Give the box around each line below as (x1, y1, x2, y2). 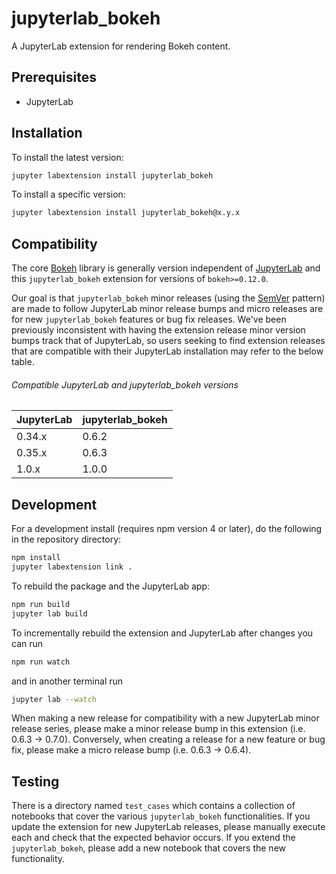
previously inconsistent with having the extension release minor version (11, 324, 306, 336)
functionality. (11, 853, 66, 865)
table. (11, 356, 35, 368)
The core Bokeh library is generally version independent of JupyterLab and (11, 262, 321, 274)
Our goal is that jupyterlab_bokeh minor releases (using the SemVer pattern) (11, 292, 326, 304)
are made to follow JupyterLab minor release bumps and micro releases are (11, 303, 324, 315)
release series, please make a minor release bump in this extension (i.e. (11, 723, 306, 735)
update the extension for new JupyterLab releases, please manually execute (11, 821, 326, 833)
